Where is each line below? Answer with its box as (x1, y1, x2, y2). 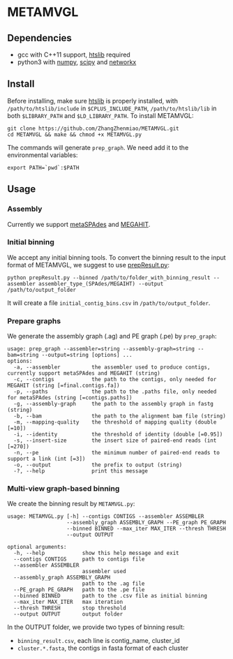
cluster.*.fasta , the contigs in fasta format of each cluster (17, 644, 189, 653)
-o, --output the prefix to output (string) (13, 461, 183, 468)
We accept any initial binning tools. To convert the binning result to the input (7, 253, 226, 262)
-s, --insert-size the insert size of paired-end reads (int (13, 437, 217, 444)
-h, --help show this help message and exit (13, 549, 179, 557)
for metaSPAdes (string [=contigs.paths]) (7, 394, 133, 401)
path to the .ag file (82, 580, 145, 587)
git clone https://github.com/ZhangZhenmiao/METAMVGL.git (7, 125, 179, 132)
